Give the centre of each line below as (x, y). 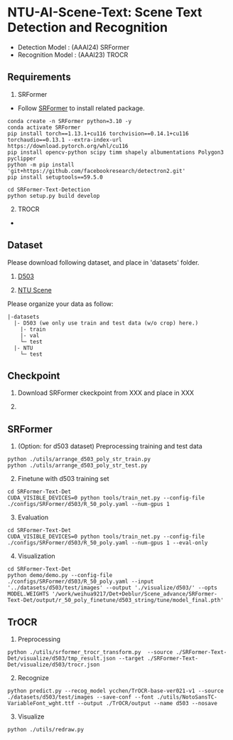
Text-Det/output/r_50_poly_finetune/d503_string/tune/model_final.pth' (115, 601)
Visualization (36, 556)
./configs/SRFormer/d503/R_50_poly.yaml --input (81, 582)
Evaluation (33, 517)
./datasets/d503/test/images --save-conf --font (81, 697)
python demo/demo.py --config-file (60, 576)
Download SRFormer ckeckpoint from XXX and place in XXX (105, 393)
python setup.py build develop (54, 196)
